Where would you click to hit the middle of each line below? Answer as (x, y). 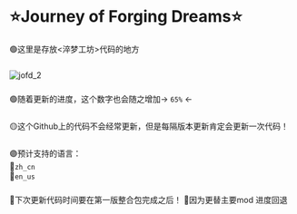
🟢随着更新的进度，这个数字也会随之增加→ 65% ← (101, 99)
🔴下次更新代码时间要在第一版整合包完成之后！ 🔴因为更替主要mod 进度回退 (148, 199)
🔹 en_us (22, 176)
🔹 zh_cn (22, 166)
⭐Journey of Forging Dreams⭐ (126, 17)
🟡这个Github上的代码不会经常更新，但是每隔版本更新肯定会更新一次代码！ (149, 126)
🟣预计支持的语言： (45, 153)
